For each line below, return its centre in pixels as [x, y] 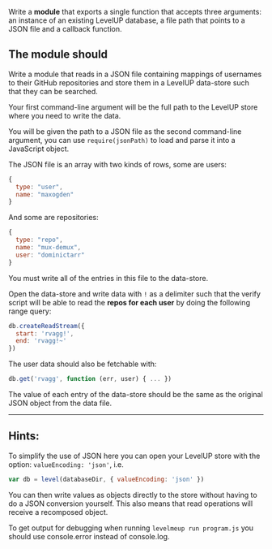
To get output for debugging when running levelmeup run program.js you [131, 528]
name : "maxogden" [45, 194]
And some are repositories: [53, 218]
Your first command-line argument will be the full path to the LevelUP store [133, 107]
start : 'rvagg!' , [45, 333]
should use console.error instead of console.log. [89, 536]
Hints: [24, 437]
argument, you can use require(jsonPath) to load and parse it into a [122, 140]
